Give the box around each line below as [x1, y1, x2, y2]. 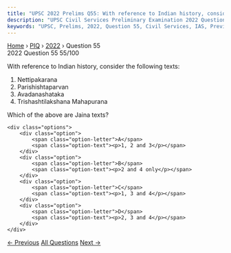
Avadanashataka [16, 90, 65, 98]
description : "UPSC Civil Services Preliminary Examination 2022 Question [7, 16, 226, 23]
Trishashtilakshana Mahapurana [16, 98, 108, 106]
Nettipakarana [16, 76, 58, 84]
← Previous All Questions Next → [7, 239, 101, 247]
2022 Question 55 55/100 [7, 49, 80, 57]
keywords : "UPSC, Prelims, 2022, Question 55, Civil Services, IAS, [7, 23, 208, 30]
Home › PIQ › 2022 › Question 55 [7, 42, 101, 50]
